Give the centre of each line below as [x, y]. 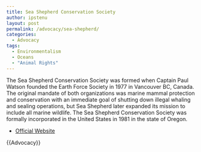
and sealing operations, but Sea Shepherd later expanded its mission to [96, 106]
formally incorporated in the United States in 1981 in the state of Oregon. [97, 119]
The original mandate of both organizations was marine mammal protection [100, 93]
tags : [13, 46]
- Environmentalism [37, 52]
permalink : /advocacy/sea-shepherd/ [53, 29]
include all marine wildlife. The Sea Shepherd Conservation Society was [97, 112]
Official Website [35, 131]
